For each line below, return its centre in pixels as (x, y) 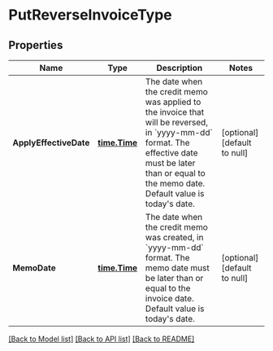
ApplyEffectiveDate (51, 143)
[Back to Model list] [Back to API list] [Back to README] (102, 339)
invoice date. (170, 298)
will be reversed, (177, 122)
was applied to (173, 102)
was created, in (174, 237)
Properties (36, 45)
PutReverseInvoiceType (90, 15)
